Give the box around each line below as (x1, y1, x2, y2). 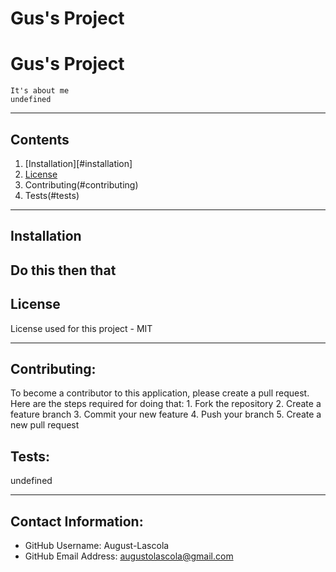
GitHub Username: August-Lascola (24, 539, 170, 551)
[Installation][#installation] (24, 157, 133, 169)
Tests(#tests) (24, 189, 80, 201)
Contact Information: (10, 513, 144, 530)
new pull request (10, 419, 80, 431)
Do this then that (10, 262, 117, 279)
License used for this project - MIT (10, 322, 153, 334)
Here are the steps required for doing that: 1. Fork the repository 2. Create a (10, 398, 322, 410)
